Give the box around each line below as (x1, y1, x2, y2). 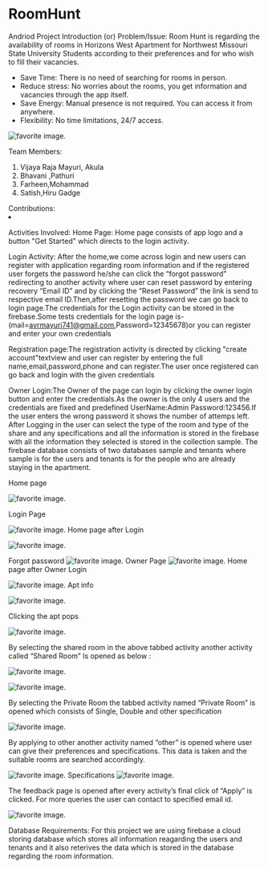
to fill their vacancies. (8, 57, 79, 67)
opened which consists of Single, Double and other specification (8, 706, 222, 716)
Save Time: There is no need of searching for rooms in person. (19, 72, 228, 82)
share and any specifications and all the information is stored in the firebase (8, 428, 259, 438)
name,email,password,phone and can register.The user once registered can (8, 361, 259, 371)
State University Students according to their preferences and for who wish (8, 48, 254, 58)
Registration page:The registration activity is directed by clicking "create (8, 344, 247, 354)
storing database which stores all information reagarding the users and (8, 834, 243, 843)
